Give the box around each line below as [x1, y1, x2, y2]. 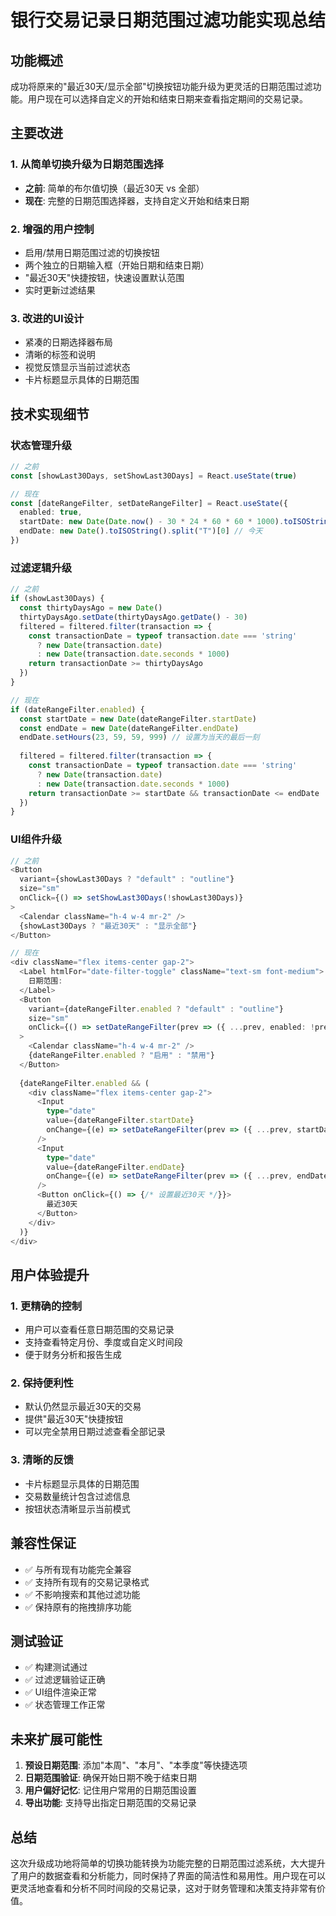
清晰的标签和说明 [24, 349, 96, 361]
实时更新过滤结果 [24, 284, 96, 296]
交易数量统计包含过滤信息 [24, 1490, 131, 1502]
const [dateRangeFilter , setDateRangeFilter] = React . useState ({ [10, 498, 288, 508]
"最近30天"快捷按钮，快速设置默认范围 [24, 271, 185, 283]
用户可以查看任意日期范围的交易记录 [24, 1324, 175, 1336]
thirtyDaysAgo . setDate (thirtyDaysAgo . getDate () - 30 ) [19, 612, 248, 622]
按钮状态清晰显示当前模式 [24, 1502, 131, 1515]
